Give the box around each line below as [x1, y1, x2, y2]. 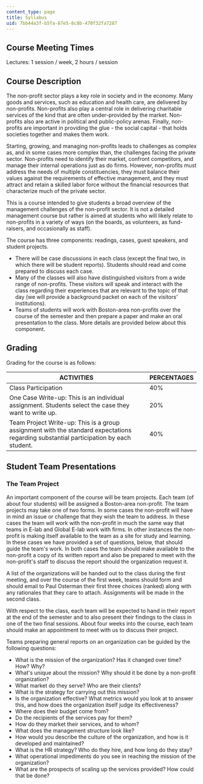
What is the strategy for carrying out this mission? [14, 688, 140, 696]
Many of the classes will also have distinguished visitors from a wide [14, 274, 186, 281]
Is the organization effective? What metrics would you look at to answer [14, 694, 193, 702]
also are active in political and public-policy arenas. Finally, [24, 118, 170, 125]
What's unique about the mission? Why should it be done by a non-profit [14, 669, 196, 676]
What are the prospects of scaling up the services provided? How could [14, 765, 195, 773]
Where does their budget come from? [14, 707, 109, 714]
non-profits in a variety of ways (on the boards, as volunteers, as [6, 218, 168, 226]
